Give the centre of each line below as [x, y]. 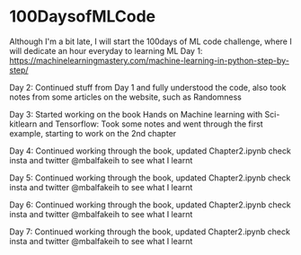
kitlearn [23, 124]
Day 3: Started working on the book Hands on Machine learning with [136, 114]
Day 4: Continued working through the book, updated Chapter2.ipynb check [150, 151]
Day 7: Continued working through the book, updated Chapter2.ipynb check [150, 232]
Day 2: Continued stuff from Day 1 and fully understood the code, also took [148, 87]
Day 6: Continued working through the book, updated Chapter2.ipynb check [150, 205]
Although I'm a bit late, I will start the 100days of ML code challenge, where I [150, 41]
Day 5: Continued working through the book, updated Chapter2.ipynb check [150, 178]
